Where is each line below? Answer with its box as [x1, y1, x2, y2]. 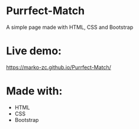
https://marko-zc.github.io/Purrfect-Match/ [6, 64, 111, 71]
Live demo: [6, 44, 62, 58]
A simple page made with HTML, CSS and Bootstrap [6, 24, 134, 31]
